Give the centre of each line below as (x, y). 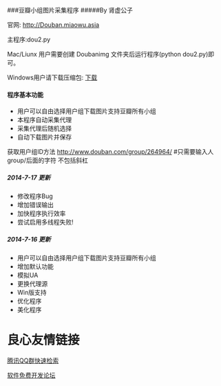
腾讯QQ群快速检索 (33, 360)
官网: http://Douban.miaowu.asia (53, 25)
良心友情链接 (44, 340)
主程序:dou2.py (29, 39)
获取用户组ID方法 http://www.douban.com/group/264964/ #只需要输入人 (110, 152)
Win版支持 (32, 293)
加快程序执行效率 (41, 213)
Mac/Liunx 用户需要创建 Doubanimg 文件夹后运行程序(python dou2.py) (108, 54)
